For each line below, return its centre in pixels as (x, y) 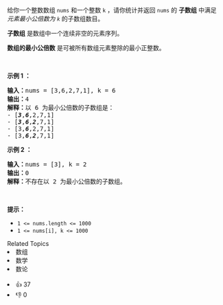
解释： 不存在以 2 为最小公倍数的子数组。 (67, 182)
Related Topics (28, 244)
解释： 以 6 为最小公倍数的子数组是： (61, 108)
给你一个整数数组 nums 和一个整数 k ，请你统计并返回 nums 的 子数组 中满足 (112, 10)
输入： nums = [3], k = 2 (47, 165)
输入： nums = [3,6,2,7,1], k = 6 (61, 90)
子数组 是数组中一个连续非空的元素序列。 (65, 33)
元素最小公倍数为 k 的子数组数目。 (56, 19)
